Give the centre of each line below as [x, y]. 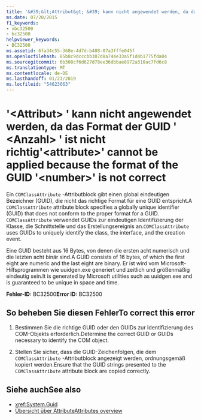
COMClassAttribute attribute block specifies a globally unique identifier [93, 207]
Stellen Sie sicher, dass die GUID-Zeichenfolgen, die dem [86, 352]
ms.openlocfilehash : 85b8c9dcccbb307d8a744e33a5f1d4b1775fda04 [87, 56]
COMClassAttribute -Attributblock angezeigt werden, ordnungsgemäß [100, 358]
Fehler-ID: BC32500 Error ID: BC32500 [54, 294]
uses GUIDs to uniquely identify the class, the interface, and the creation [96, 232]
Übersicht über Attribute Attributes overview [68, 410]
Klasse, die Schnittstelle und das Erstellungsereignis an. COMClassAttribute [98, 226]
